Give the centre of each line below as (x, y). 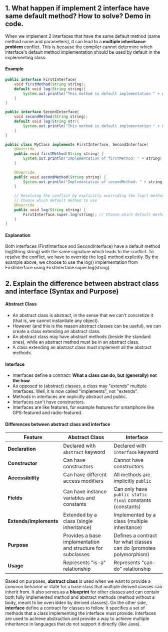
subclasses (76, 555)
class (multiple (131, 521)
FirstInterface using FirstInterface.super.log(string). (58, 268)
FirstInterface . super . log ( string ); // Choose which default (87, 215)
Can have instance (85, 492)
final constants (132, 500)
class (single (78, 521)
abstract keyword (84, 452)
